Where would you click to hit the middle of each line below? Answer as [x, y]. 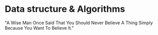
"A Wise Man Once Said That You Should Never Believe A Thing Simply [79, 23]
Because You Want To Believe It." [39, 28]
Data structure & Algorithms [65, 9]
